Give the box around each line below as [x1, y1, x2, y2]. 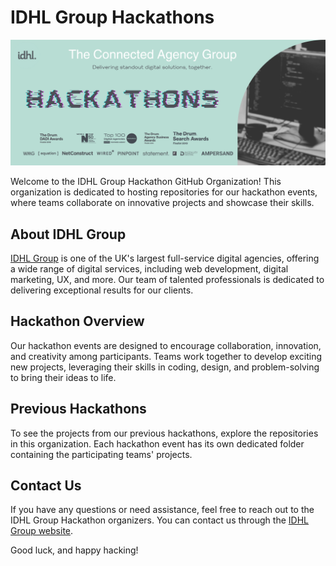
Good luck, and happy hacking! [10, 544, 139, 556]
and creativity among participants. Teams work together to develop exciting [10, 350, 323, 362]
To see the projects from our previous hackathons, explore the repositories [10, 427, 319, 439]
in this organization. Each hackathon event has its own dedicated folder [10, 437, 305, 450]
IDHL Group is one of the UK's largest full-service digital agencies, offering [10, 252, 320, 265]
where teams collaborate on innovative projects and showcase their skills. [10, 197, 315, 209]
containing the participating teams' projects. [10, 448, 193, 460]
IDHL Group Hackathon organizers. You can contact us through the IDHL [10, 514, 309, 526]
